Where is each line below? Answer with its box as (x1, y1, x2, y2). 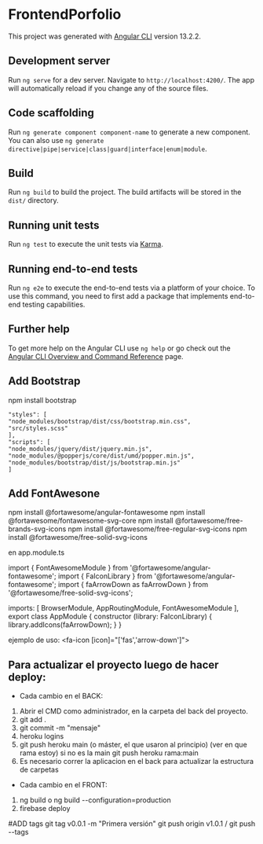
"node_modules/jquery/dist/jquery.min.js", (8, 445, 153, 453)
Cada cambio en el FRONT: (19, 780, 108, 790)
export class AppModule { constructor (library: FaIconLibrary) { (8, 611, 213, 622)
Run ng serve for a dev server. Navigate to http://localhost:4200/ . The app (8, 75, 255, 84)
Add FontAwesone (8, 487, 100, 501)
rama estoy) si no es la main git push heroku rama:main (19, 748, 199, 758)
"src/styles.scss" (8, 424, 68, 432)
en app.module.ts (8, 548, 65, 557)
